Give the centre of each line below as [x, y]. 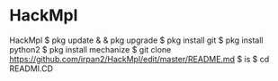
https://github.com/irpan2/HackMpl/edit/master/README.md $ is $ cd [139, 59]
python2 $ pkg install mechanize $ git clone [90, 49]
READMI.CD [31, 69]
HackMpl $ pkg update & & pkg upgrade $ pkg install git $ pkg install [136, 40]
